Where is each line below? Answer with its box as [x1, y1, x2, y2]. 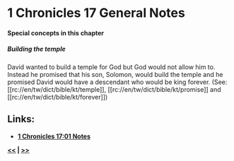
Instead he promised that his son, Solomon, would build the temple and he [7, 70, 223, 78]
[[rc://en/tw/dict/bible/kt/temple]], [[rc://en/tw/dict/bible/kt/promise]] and [7, 85, 221, 93]
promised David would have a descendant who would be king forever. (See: [7, 78, 228, 86]
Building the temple [7, 44, 66, 54]
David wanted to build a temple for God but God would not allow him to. [7, 62, 216, 71]
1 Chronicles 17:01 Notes [17, 132, 90, 141]
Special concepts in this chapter [7, 28, 105, 37]
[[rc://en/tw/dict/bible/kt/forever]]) [7, 93, 108, 101]
